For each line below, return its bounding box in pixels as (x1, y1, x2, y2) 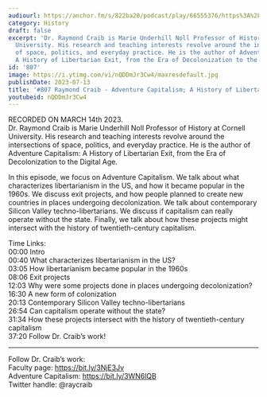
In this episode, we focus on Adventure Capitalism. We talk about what (8, 173, 240, 182)
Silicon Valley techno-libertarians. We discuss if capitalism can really (8, 206, 233, 216)
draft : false (8, 26, 52, 34)
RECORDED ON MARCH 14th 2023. (8, 115, 123, 124)
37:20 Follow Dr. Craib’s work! (8, 332, 106, 341)
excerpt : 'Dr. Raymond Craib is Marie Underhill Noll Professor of (8, 33, 237, 42)
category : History (8, 19, 69, 27)
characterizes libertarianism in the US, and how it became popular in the (8, 181, 245, 191)
